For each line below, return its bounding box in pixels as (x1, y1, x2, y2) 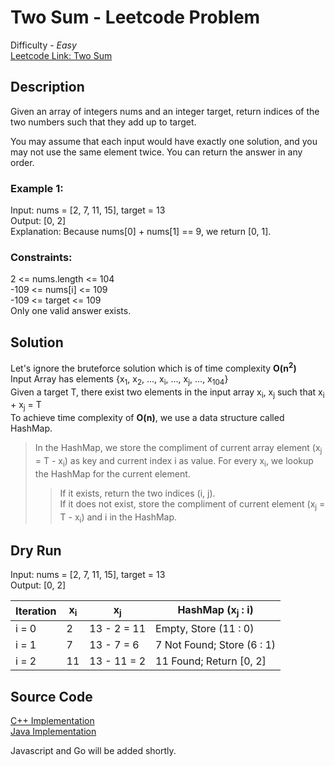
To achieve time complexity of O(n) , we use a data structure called (10, 412, 285, 424)
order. (10, 156, 35, 168)
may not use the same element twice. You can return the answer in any (10, 146, 303, 158)
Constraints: (10, 250, 73, 264)
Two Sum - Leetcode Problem (10, 6, 261, 29)
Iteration (15, 604, 57, 618)
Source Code (10, 688, 93, 705)
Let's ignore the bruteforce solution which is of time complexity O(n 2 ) (10, 361, 297, 374)
